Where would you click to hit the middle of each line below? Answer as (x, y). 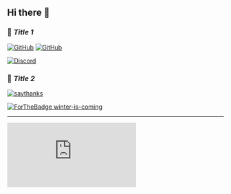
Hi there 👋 (29, 13)
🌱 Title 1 (21, 32)
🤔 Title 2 (21, 78)
